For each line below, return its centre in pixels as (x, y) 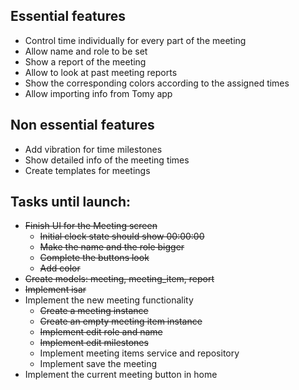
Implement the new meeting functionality (109, 300)
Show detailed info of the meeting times (107, 160)
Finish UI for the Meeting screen (91, 226)
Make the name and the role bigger (112, 247)
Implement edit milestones (94, 343)
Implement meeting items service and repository (139, 353)
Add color (60, 268)
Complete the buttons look (94, 258)
